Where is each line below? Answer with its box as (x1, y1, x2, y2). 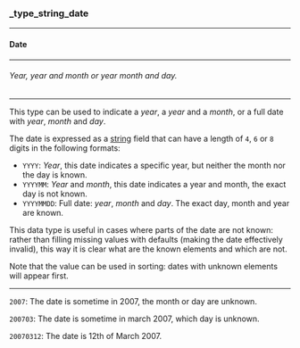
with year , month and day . (9, 115, 106, 127)
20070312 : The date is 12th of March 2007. (9, 330, 162, 341)
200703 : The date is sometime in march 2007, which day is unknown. (9, 313, 261, 324)
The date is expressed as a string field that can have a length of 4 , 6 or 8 (9, 133, 274, 144)
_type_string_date (9, 7, 89, 20)
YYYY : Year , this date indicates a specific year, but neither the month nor (21, 160, 286, 170)
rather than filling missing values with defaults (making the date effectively (9, 234, 283, 244)
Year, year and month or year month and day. (9, 70, 178, 81)
